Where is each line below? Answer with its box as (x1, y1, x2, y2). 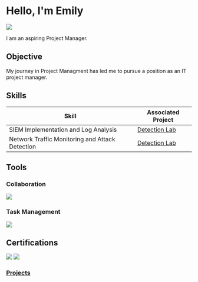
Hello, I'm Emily (6, 4, 84, 18)
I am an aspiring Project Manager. (6, 34, 88, 42)
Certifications (6, 237, 58, 248)
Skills (6, 91, 27, 101)
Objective (6, 52, 43, 62)
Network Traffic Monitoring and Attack (9, 135, 115, 143)
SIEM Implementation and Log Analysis (9, 125, 117, 134)
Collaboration (6, 180, 46, 188)
